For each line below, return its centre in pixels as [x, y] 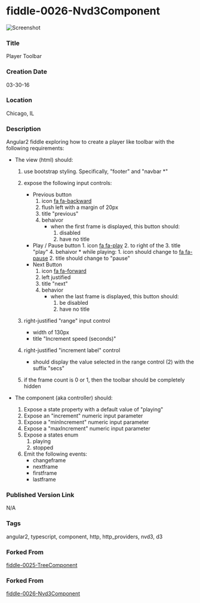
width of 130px [51, 332]
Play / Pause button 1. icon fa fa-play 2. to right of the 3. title [107, 246]
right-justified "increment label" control [72, 350]
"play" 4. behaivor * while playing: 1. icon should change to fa [108, 252]
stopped [43, 448]
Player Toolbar [24, 56]
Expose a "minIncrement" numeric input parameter [86, 422]
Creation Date [27, 72]
